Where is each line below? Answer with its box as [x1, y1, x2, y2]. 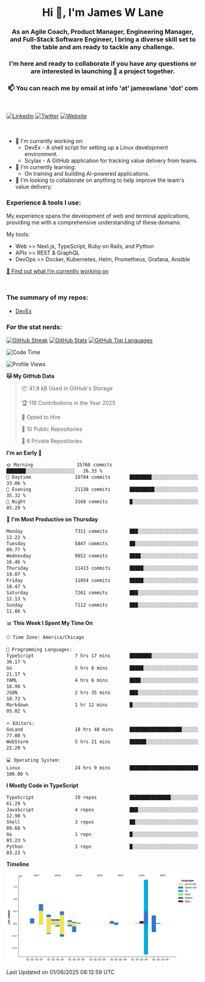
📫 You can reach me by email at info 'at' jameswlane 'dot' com [7, 84, 198, 92]
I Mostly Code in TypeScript [6, 782, 78, 789]
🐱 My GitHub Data [6, 372, 55, 380]
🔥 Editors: [6, 720, 35, 726]
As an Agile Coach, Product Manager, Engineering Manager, [12, 28, 194, 36]
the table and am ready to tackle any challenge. [31, 43, 175, 52]
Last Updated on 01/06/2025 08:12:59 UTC [6, 968, 115, 976]
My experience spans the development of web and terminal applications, [6, 212, 190, 220]
